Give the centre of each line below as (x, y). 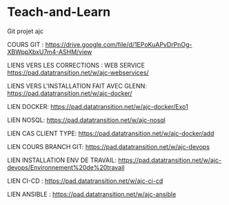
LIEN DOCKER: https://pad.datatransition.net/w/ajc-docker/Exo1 (98, 106)
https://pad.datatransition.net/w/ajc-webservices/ (78, 72)
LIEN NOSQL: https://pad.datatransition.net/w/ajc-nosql (86, 120)
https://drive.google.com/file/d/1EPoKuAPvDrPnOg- (119, 44)
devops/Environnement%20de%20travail (66, 167)
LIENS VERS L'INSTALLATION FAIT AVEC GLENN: (77, 86)
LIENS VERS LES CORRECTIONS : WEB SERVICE (76, 65)
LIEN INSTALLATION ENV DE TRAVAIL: (62, 160)
